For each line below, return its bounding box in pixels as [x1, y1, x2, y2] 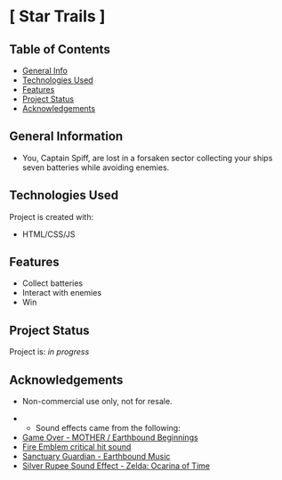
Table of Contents [9, 42, 111, 57]
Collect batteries [21, 278, 83, 289]
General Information [9, 129, 124, 144]
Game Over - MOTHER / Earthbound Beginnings [21, 432, 198, 443]
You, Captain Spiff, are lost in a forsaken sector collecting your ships [21, 152, 273, 163]
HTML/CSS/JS [21, 229, 76, 240]
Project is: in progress [9, 346, 90, 357]
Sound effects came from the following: [35, 423, 181, 434]
